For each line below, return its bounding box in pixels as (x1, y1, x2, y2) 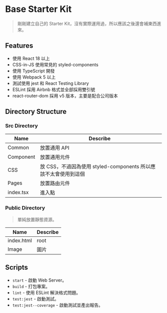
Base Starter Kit (5, 3, 72, 15)
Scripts (5, 263, 28, 272)
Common (7, 144, 29, 151)
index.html (7, 237, 32, 244)
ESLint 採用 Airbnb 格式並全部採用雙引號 (12, 86, 95, 93)
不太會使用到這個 (45, 171, 85, 178)
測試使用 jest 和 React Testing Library (12, 80, 89, 86)
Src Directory (5, 122, 38, 129)
